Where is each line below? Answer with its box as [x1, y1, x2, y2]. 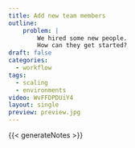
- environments [15, 86, 67, 94]
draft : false [8, 49, 52, 57]
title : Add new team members [8, 11, 106, 20]
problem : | [22, 26, 59, 34]
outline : [8, 19, 38, 27]
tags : [8, 71, 27, 79]
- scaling [15, 78, 48, 86]
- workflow [15, 64, 52, 72]
